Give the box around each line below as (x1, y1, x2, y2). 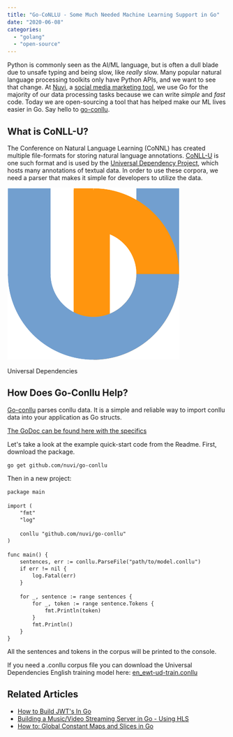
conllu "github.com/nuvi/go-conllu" (20, 530, 127, 537)
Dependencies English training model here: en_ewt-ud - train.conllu (7, 668, 198, 676)
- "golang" (13, 33, 45, 40)
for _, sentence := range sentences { (20, 593, 133, 600)
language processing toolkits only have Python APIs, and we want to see (7, 75, 216, 84)
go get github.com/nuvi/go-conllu (7, 461, 108, 469)
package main (7, 489, 45, 496)
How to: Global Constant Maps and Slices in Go (17, 722, 153, 730)
